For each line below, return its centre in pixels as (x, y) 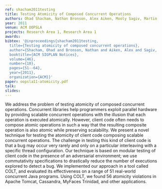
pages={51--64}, (26, 68)
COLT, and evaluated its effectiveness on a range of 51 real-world (70, 171)
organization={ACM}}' (31, 77)
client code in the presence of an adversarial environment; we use (71, 156)
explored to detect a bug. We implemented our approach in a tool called (77, 166)
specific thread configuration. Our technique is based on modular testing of (81, 151)
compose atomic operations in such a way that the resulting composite (76, 125)
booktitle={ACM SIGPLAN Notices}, (44, 55)
